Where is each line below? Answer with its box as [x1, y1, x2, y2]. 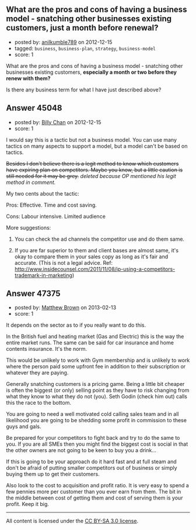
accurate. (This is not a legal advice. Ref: [14, 259, 113, 266]
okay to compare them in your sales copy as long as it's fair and [14, 253, 168, 260]
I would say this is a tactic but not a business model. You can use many [6, 136, 177, 143]
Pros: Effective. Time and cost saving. [6, 201, 97, 208]
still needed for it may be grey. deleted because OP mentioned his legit [6, 172, 176, 179]
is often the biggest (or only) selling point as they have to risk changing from [6, 387, 190, 394]
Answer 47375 [6, 289, 61, 299]
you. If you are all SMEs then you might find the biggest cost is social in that [6, 440, 188, 447]
